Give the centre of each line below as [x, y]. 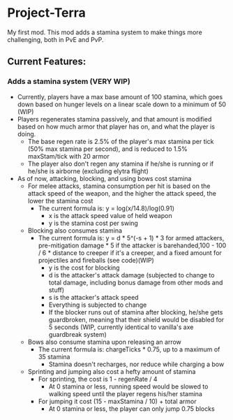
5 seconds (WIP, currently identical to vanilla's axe [121, 327]
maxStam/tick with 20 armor [68, 156]
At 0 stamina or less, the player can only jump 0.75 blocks [131, 408]
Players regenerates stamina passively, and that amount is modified [114, 119]
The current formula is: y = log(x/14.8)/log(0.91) [106, 208]
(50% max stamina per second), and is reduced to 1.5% [108, 149]
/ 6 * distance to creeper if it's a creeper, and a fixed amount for [130, 252]
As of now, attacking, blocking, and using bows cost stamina [104, 178]
